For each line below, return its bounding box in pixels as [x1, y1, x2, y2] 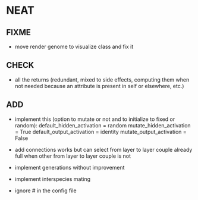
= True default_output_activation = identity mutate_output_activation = [14, 128, 187, 135]
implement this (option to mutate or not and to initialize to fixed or [14, 115, 175, 123]
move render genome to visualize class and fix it [14, 43, 134, 50]
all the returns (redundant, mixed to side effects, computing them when [14, 76, 190, 83]
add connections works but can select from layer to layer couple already [14, 146, 193, 153]
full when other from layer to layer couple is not [14, 152, 131, 160]
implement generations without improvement [14, 164, 125, 171]
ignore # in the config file [14, 187, 77, 194]
